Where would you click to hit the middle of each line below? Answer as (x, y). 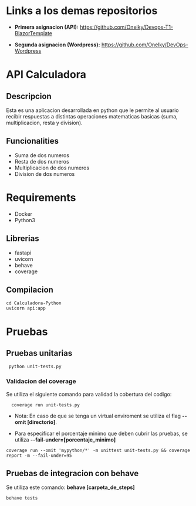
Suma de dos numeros (42, 155)
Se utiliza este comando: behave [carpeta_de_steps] (70, 487)
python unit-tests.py (35, 367)
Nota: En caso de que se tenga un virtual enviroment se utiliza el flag (97, 416)
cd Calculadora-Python (34, 303)
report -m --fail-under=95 (39, 456)
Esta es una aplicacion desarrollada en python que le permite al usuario (92, 110)
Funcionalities (32, 141)
